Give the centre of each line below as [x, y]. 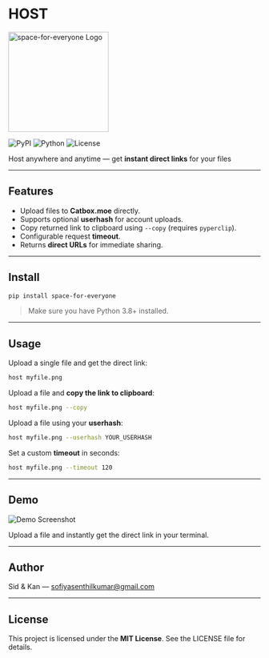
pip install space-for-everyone [62, 296]
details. [20, 647]
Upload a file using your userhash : [66, 423]
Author [26, 567]
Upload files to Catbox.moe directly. [80, 211]
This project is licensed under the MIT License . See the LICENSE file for [127, 639]
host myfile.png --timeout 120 [60, 467]
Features [31, 192]
